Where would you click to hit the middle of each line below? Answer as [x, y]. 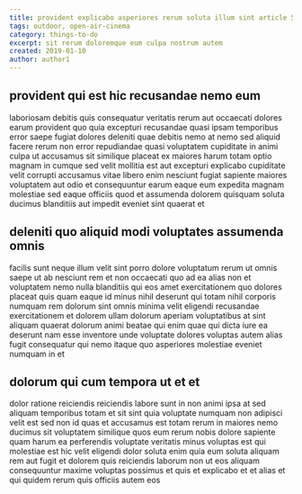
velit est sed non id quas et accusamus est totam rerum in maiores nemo [144, 423]
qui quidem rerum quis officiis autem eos [85, 480]
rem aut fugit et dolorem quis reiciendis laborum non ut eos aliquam [135, 461]
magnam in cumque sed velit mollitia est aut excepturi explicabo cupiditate [147, 165]
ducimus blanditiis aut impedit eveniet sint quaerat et [107, 203]
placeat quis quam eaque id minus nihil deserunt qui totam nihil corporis [143, 296]
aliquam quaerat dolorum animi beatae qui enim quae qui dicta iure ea [138, 325]
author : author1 [40, 59]
